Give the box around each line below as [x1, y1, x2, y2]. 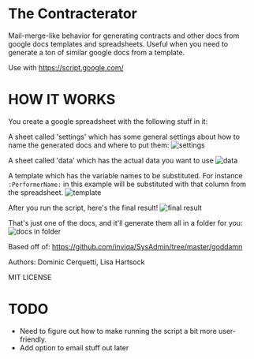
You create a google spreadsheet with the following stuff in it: [8, 116, 208, 126]
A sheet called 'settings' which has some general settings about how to [8, 132, 241, 141]
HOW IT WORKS [8, 91, 116, 109]
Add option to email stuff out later [19, 342, 129, 352]
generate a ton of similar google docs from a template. [8, 47, 185, 57]
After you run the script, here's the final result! [8, 203, 159, 212]
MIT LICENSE [8, 272, 52, 282]
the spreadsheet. [8, 187, 64, 197]
